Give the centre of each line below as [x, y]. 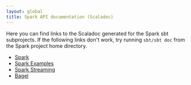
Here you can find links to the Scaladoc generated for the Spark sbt [87, 33]
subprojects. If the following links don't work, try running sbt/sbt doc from [95, 40]
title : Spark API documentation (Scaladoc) [60, 17]
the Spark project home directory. [47, 46]
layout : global [25, 11]
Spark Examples [34, 63]
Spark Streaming [35, 69]
